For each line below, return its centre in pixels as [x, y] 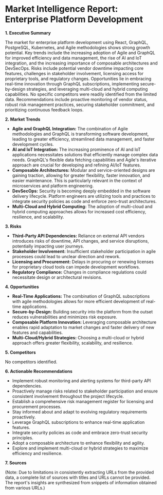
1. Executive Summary [28, 33]
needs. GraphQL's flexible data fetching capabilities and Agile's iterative [84, 160]
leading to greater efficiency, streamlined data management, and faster [83, 139]
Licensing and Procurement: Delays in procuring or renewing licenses [83, 262]
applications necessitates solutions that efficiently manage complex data [85, 154]
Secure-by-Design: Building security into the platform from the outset [82, 311]
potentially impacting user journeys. [48, 246]
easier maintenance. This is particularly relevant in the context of [77, 180]
